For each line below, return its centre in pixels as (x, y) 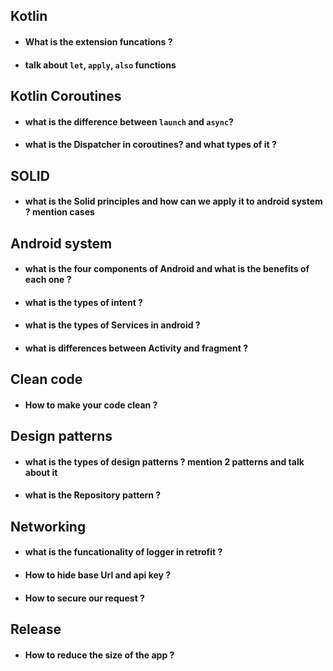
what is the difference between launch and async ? (129, 121)
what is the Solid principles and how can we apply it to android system (173, 201)
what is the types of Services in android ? (112, 325)
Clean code (46, 379)
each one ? (48, 280)
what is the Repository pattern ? (93, 495)
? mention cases (59, 212)
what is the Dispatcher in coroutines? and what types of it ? (150, 145)
